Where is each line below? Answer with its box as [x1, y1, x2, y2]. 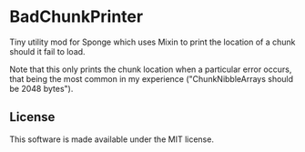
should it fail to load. [9, 46, 86, 56]
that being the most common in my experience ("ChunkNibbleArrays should [9, 73, 294, 84]
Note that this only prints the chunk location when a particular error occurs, [9, 64, 292, 75]
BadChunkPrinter [9, 6, 144, 27]
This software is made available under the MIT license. [9, 134, 214, 145]
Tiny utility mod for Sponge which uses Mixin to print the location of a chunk [9, 36, 296, 47]
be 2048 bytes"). [9, 83, 74, 94]
